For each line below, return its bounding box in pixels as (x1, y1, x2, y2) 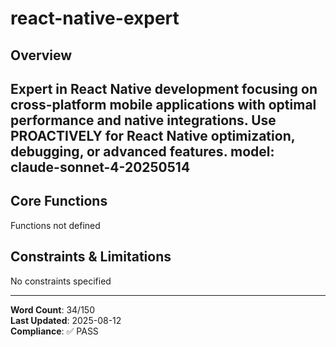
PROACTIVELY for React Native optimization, (10, 127, 296, 144)
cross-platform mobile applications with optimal (10, 96, 317, 113)
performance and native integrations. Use (10, 112, 277, 129)
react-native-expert (10, 7, 180, 30)
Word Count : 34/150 (10, 303, 95, 316)
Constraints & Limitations (10, 248, 172, 266)
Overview (10, 47, 73, 64)
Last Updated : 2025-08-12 (10, 314, 122, 326)
